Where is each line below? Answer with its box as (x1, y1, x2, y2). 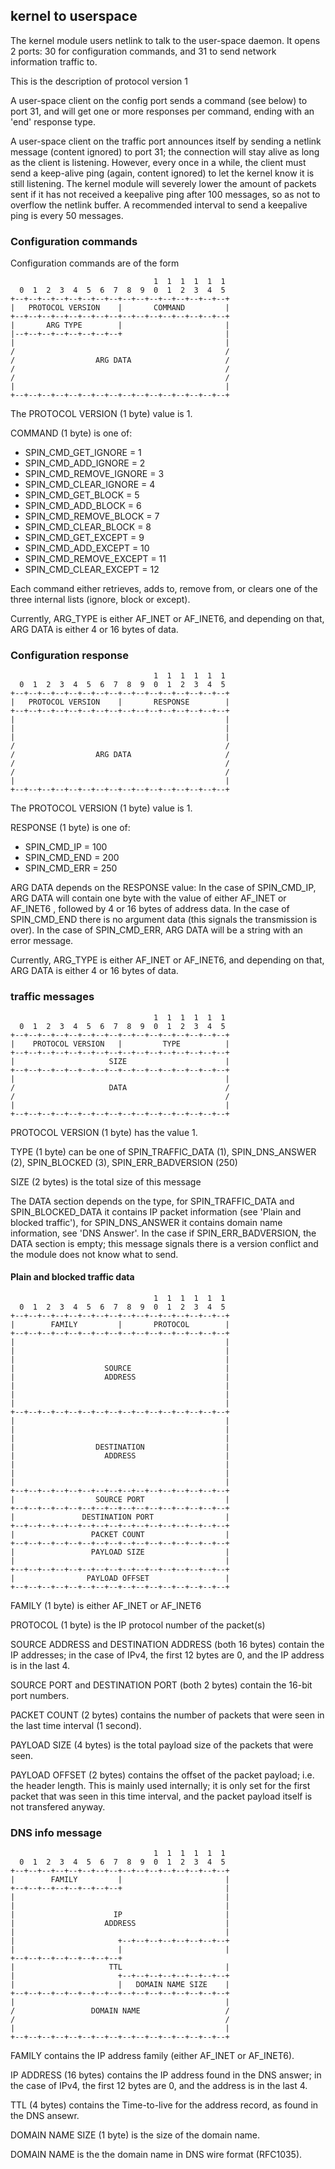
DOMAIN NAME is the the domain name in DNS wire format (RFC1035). (10, 2149, 303, 2161)
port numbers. (10, 1689, 70, 1701)
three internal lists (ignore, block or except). (10, 594, 191, 606)
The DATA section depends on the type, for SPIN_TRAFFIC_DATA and (10, 1195, 295, 1207)
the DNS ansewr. (10, 2110, 80, 2122)
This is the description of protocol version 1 (10, 75, 188, 87)
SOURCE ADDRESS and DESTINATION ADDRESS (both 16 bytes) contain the (10, 1638, 325, 1650)
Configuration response (10, 649, 129, 663)
